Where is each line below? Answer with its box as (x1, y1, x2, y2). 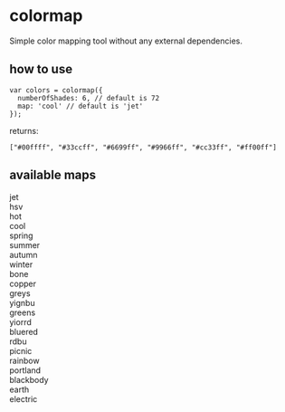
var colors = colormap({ (9, 85, 103, 95)
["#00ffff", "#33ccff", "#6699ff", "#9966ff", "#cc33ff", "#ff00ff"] (9, 142, 278, 152)
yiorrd (9, 316, 32, 327)
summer (9, 239, 41, 250)
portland (9, 364, 42, 376)
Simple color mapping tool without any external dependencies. (9, 35, 242, 46)
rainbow (9, 355, 40, 366)
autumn (9, 249, 38, 260)
